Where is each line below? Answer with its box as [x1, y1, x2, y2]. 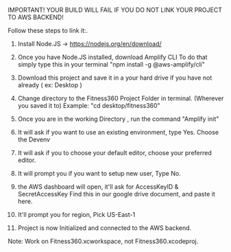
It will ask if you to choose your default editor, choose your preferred [17, 149, 212, 157]
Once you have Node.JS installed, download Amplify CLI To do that [17, 53, 208, 61]
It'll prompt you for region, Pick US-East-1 [17, 211, 136, 218]
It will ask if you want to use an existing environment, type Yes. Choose [17, 128, 219, 136]
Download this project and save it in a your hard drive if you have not [17, 73, 212, 82]
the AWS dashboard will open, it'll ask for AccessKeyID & [17, 183, 179, 191]
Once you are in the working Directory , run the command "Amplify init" [17, 115, 219, 123]
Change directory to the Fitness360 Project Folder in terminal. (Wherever [17, 94, 224, 102]
